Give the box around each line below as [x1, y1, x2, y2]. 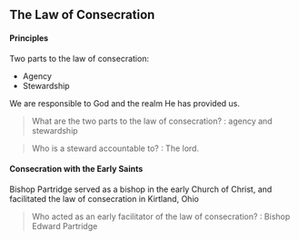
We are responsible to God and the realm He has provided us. [9, 97, 241, 108]
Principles [9, 32, 49, 44]
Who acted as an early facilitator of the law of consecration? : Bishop [31, 211, 291, 222]
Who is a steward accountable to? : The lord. [31, 143, 200, 154]
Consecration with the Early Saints [9, 164, 144, 175]
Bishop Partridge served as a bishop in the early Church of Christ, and [9, 184, 273, 195]
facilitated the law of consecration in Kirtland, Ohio [9, 193, 200, 204]
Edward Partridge [31, 220, 98, 231]
